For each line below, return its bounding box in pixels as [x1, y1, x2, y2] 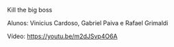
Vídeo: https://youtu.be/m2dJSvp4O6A [7, 32, 118, 40]
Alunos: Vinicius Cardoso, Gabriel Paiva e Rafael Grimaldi [7, 19, 169, 27]
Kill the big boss [7, 6, 53, 14]
